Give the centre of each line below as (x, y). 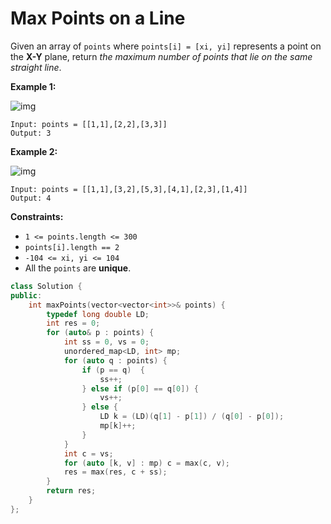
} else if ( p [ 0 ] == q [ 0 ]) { (140, 388)
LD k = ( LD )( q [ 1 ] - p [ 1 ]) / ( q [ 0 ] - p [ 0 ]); (192, 417)
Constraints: (37, 216)
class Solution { (46, 286)
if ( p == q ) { (113, 370)
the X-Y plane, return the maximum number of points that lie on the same (161, 56)
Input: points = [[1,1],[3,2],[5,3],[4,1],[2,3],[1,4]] (129, 189)
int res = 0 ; (73, 323)
